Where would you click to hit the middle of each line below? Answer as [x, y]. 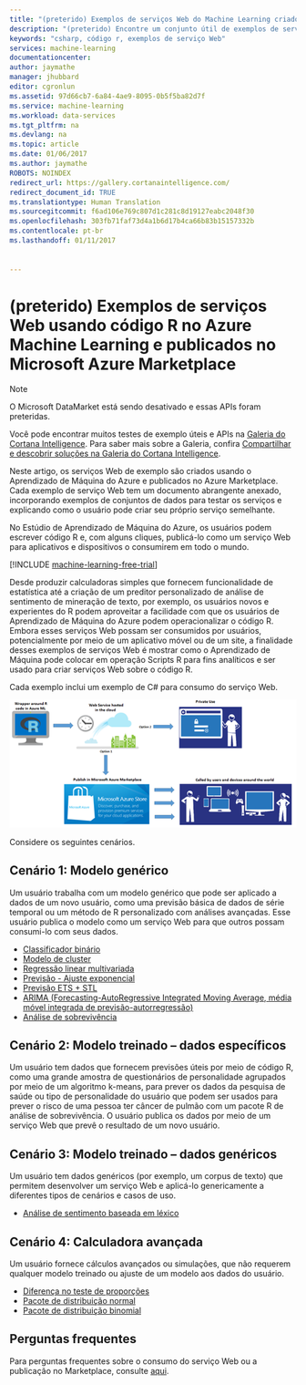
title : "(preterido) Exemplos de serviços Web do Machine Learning [140, 19]
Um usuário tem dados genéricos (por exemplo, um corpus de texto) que [147, 1176]
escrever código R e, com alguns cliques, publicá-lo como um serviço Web [150, 537]
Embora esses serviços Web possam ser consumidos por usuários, [136, 631]
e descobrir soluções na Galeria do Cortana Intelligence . [115, 454]
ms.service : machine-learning [67, 106]
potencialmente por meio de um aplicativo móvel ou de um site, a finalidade [151, 641]
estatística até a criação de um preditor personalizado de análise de [137, 592]
